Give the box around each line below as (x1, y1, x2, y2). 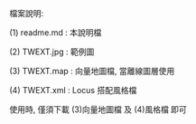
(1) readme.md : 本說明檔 (9, 27, 102, 38)
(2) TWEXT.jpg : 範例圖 (9, 46, 95, 57)
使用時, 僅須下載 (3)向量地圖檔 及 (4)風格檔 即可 (9, 104, 187, 115)
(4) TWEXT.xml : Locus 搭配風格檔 (9, 85, 137, 95)
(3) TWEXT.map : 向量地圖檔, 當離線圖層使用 (9, 66, 175, 76)
